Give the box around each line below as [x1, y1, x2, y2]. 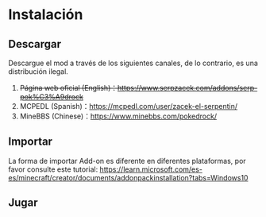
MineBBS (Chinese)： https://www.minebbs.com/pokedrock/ [19, 111, 217, 121]
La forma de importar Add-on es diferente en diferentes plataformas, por [8, 156, 246, 165]
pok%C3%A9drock [19, 92, 83, 101]
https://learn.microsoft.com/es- [99, 165, 202, 174]
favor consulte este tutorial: [8, 165, 98, 174]
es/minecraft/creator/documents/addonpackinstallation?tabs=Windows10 [8, 172, 249, 182]
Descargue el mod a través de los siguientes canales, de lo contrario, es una [8, 58, 258, 68]
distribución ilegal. [8, 67, 69, 76]
